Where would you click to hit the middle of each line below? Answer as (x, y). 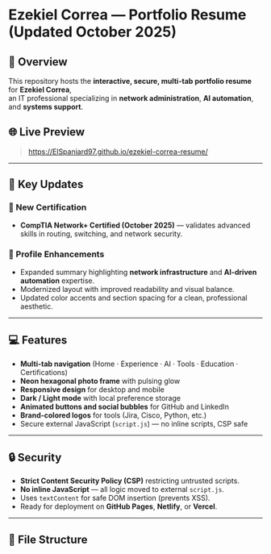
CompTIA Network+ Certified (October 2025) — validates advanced (135, 225)
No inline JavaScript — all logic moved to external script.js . (122, 489)
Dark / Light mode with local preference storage (100, 398)
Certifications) (44, 372)
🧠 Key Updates (46, 184)
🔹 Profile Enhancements (56, 254)
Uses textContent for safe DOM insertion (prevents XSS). (115, 498)
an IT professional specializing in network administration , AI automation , (131, 98)
